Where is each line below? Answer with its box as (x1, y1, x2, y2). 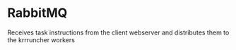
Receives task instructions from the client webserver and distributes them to (7, 28, 230, 37)
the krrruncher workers (7, 35, 76, 44)
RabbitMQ (7, 5, 68, 21)
